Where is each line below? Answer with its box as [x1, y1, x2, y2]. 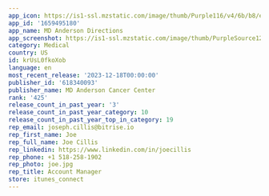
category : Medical [8, 42, 70, 50]
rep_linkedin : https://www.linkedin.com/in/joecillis [8, 146, 192, 154]
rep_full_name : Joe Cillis [8, 138, 98, 146]
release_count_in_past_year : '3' [8, 101, 120, 109]
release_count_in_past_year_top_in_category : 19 [8, 116, 174, 124]
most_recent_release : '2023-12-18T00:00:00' [8, 71, 159, 79]
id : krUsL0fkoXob [8, 57, 66, 65]
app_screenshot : [8, 34, 62, 42]
